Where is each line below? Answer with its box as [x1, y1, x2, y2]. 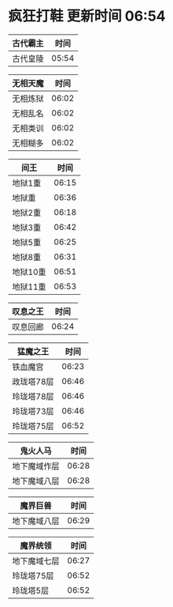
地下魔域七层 [12, 555, 61, 566]
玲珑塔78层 [12, 390, 54, 402]
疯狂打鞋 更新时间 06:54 [8, 7, 167, 25]
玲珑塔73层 [12, 405, 54, 417]
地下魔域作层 [12, 460, 61, 471]
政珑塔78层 [12, 376, 54, 387]
